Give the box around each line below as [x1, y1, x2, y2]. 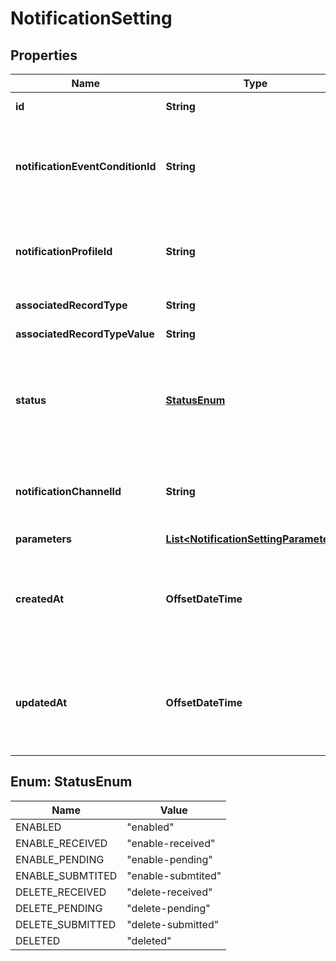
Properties [10, 47, 78, 64]
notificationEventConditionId [15, 160, 157, 173]
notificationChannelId [15, 485, 122, 498]
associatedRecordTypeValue [15, 327, 155, 341]
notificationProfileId [15, 245, 113, 258]
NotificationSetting [10, 7, 173, 30]
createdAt [15, 592, 65, 606]
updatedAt [15, 696, 68, 709]
